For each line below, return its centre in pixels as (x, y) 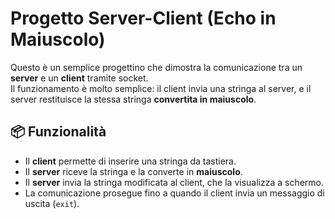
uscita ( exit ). (52, 203)
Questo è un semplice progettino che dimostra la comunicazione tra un (156, 67)
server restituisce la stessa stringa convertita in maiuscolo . (133, 99)
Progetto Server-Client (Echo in (143, 18)
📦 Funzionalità (58, 132)
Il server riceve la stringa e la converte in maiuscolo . (133, 171)
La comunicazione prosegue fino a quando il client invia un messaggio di (174, 193)
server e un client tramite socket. (79, 78)
